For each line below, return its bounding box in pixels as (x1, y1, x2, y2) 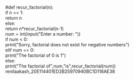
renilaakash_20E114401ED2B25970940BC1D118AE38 (5, 68, 115, 74)
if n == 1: (5, 10, 24, 16)
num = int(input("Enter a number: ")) (5, 31, 81, 37)
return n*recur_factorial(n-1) (5, 26, 64, 32)
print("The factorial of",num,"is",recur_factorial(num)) (5, 63, 116, 69)
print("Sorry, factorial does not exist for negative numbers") (5, 42, 130, 47)
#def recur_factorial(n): (5, 5, 54, 10)
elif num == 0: (5, 47, 35, 53)
